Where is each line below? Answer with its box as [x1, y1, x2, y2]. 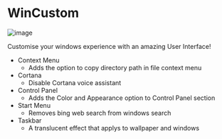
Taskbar [17, 116, 42, 125]
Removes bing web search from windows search [28, 109, 171, 117]
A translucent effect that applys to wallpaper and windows [28, 123, 200, 132]
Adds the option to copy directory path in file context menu [28, 63, 202, 72]
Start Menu [17, 101, 51, 109]
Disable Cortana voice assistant [28, 78, 122, 87]
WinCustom [7, 5, 80, 21]
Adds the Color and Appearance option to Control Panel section [28, 94, 216, 102]
